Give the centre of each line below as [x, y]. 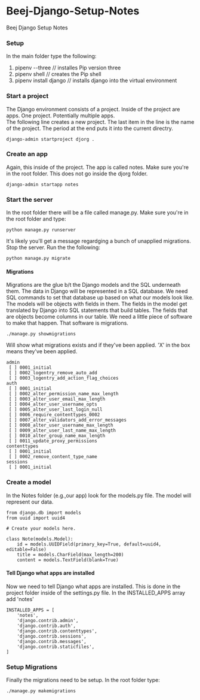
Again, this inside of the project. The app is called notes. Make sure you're [98, 167]
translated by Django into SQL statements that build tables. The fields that [97, 310]
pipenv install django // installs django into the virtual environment [96, 81]
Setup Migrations [32, 667]
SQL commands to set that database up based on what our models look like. [100, 298]
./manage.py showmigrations [41, 334]
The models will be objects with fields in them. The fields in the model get [97, 304]
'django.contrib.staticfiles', [56, 647]
